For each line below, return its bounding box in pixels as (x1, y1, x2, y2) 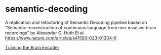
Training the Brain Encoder (5, 44, 60, 50)
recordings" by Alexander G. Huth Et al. (5, 30, 85, 36)
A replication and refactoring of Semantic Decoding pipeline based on (5, 19, 147, 25)
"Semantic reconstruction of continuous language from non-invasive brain (5, 24, 157, 30)
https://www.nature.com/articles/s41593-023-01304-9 (5, 35, 117, 41)
